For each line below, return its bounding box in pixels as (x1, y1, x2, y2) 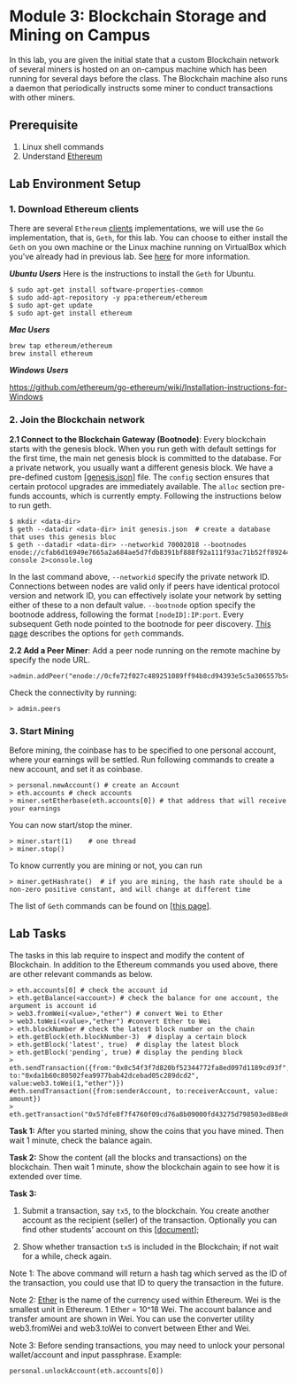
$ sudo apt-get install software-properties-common (9, 285, 203, 294)
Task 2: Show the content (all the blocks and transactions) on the (9, 1152, 247, 1162)
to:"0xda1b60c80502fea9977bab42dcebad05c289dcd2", (9, 1071, 200, 1080)
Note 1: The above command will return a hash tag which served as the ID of (9, 1268, 287, 1278)
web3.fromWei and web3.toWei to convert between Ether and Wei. (9, 1323, 251, 1333)
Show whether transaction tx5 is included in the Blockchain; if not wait (21, 1241, 279, 1252)
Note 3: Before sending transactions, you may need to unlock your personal (9, 1340, 286, 1350)
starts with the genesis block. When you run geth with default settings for (9, 443, 277, 454)
